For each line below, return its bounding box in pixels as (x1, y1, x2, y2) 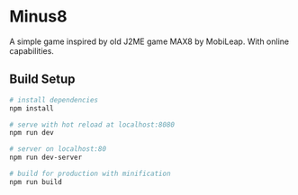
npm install (9, 103, 54, 113)
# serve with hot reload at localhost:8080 (9, 120, 176, 129)
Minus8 (9, 6, 68, 27)
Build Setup (9, 72, 76, 87)
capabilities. (9, 45, 54, 56)
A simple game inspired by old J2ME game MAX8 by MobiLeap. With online (9, 36, 290, 47)
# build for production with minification (9, 169, 171, 178)
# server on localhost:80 (9, 145, 106, 154)
